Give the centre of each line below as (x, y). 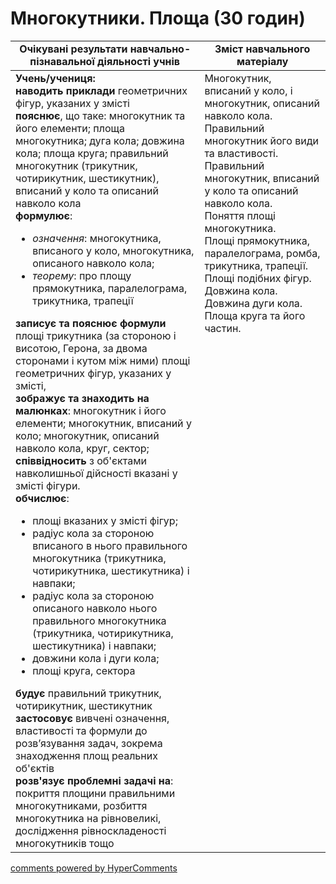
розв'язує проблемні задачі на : (94, 780)
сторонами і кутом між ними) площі (103, 360)
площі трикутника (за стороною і (96, 335)
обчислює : (42, 498)
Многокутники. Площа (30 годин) (158, 18)
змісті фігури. (48, 485)
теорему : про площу (82, 275)
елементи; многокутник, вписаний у (103, 423)
